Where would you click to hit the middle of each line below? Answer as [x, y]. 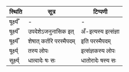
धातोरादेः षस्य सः [98, 60]
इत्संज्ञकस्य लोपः [98, 51]
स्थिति [16, 12]
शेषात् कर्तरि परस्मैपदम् [52, 41]
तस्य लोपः [38, 51]
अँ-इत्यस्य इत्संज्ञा [100, 31]
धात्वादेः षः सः [42, 60]
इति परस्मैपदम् [96, 41]
